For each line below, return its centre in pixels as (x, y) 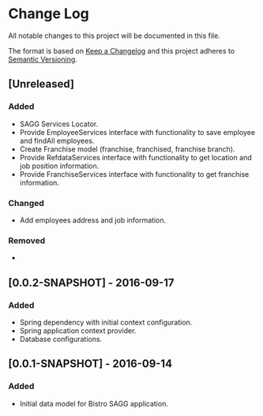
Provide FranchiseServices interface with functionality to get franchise (134, 174)
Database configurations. (61, 339)
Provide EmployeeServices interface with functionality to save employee (137, 132)
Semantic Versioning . (43, 59)
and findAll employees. (57, 141)
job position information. (59, 166)
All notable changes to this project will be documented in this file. (115, 36)
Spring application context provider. (78, 330)
